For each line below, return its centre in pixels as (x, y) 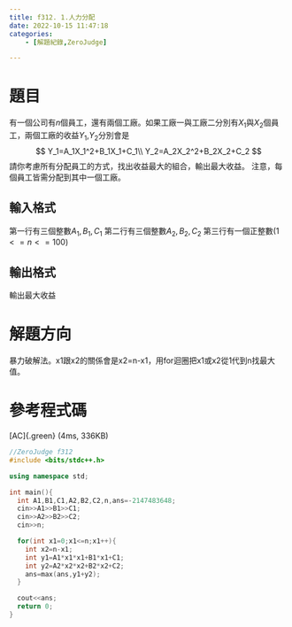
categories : (31, 34)
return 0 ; (35, 607)
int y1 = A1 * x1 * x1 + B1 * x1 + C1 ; (75, 557)
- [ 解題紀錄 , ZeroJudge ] (66, 42)
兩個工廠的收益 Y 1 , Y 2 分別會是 (77, 136)
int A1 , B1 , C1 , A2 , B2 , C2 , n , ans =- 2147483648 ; (96, 500)
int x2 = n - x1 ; (49, 549)
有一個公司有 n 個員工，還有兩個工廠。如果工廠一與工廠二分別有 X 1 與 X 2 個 (140, 123)
